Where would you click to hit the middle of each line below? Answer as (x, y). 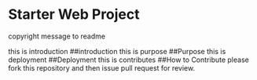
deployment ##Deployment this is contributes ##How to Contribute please (128, 60)
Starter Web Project (74, 15)
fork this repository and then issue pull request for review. (101, 67)
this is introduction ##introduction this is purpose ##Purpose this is (117, 51)
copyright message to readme (57, 36)
